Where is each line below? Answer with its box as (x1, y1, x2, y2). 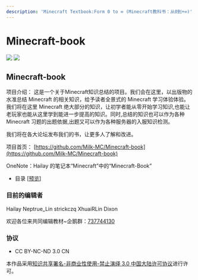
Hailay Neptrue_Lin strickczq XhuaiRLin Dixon (6, 205, 118, 212)
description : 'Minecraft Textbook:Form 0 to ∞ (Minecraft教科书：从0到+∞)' (6, 8, 193, 15)
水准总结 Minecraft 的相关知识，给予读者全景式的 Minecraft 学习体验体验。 (6, 96, 189, 103)
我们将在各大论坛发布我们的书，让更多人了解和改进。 (6, 131, 137, 138)
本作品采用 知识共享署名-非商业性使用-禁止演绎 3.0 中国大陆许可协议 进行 (6, 260, 183, 267)
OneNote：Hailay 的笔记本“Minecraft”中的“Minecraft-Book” (6, 162, 152, 169)
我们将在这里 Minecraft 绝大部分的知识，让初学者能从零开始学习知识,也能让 (6, 103, 190, 111)
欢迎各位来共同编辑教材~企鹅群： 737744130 (6, 218, 115, 225)
